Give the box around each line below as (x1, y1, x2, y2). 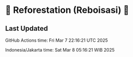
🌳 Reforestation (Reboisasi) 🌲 (5, 4, 129, 16)
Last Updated (5, 24, 48, 33)
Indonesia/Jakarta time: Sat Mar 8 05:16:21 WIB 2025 (5, 47, 115, 53)
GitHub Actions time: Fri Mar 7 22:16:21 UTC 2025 (5, 37, 108, 43)
